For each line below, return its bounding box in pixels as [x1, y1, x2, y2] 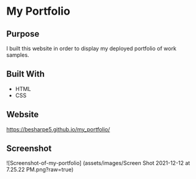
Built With [6, 69, 45, 79]
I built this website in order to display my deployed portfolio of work [6, 45, 176, 52]
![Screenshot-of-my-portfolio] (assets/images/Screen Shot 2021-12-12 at [6, 159, 190, 167]
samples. [6, 51, 29, 59]
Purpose [6, 29, 40, 39]
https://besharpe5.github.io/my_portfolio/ [6, 125, 110, 133]
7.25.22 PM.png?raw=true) [6, 166, 74, 174]
